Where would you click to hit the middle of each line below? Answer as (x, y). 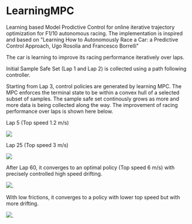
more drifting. (23, 203)
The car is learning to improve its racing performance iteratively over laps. (95, 57)
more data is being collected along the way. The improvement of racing (92, 105)
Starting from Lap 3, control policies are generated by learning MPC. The (94, 86)
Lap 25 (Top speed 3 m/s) (37, 145)
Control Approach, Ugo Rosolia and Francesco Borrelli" (73, 46)
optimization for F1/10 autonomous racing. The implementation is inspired (95, 33)
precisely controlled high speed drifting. (54, 173)
